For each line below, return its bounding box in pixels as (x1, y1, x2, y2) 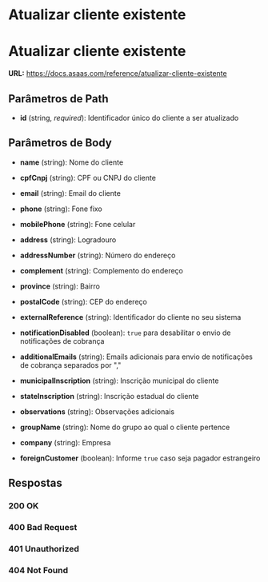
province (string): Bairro (19, 281, 100, 291)
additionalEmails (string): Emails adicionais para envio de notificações (19, 352, 254, 361)
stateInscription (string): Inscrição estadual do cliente (19, 391, 199, 401)
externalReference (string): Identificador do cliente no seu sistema (19, 312, 242, 321)
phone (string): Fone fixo (19, 204, 102, 213)
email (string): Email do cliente (19, 188, 122, 197)
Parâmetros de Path (8, 92, 110, 106)
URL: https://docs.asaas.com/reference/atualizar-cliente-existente (8, 69, 227, 78)
